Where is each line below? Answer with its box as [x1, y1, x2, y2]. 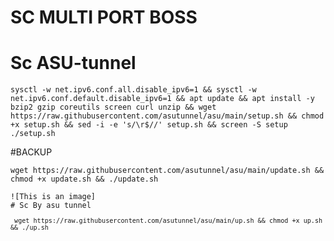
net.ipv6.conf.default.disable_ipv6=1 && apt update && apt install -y [10, 94, 315, 104]
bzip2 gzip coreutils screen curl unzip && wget [10, 102, 217, 113]
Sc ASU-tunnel [10, 52, 137, 75]
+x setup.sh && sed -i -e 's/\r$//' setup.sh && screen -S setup [10, 120, 288, 130]
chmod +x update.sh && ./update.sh [10, 174, 159, 185]
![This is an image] [10, 192, 97, 202]
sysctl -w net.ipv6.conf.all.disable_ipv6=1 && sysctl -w [10, 85, 257, 95]
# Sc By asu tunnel [10, 201, 92, 211]
